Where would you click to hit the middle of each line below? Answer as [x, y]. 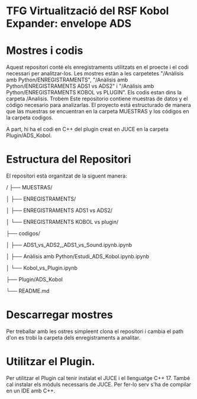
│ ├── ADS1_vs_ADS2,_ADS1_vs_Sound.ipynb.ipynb [69, 245]
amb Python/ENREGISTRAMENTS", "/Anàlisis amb [67, 80]
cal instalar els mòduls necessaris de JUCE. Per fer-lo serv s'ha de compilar [98, 384]
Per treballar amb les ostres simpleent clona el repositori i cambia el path [95, 331]
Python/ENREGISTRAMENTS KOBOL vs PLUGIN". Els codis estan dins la [94, 93]
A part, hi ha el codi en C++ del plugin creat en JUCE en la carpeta [87, 129]
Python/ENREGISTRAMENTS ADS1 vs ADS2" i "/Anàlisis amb [80, 86]
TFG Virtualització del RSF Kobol [88, 11]
